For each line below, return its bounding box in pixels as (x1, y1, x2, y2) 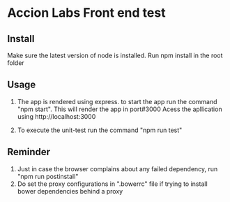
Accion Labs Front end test (7, 5, 166, 21)
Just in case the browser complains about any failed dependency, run (17, 164, 218, 173)
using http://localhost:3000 (17, 112, 96, 120)
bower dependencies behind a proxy (17, 187, 123, 195)
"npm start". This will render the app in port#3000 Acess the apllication (17, 105, 222, 113)
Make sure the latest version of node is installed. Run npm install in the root (7, 51, 223, 59)
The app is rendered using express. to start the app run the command (17, 97, 217, 106)
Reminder (7, 146, 51, 158)
